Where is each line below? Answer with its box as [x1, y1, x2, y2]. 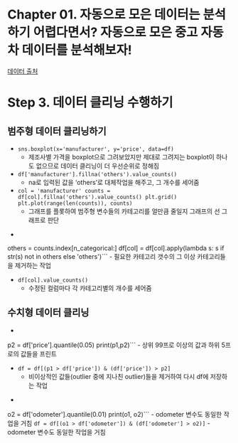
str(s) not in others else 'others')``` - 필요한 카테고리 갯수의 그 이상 [7, 252, 196, 260]
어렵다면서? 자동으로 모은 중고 [33, 24, 198, 41]
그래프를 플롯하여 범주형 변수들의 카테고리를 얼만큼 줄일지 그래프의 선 [28, 207, 220, 215]
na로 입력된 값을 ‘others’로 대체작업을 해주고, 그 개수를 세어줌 [28, 178, 200, 186]
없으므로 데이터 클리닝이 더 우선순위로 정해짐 [36, 161, 160, 170]
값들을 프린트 [20, 349, 57, 358]
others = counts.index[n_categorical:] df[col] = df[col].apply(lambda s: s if [7, 243, 225, 252]
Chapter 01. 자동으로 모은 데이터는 [7, 6, 200, 23]
